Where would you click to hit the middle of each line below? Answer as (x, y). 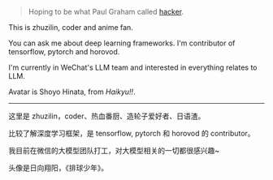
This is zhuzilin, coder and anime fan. (71, 27)
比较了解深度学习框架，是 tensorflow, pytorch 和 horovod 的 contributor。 (132, 133)
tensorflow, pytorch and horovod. (64, 51)
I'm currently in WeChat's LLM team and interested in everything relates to (133, 67)
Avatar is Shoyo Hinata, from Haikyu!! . (72, 92)
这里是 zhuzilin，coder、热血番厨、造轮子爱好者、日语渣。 (107, 116)
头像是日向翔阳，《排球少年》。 (58, 168)
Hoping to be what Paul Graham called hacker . (106, 12)
